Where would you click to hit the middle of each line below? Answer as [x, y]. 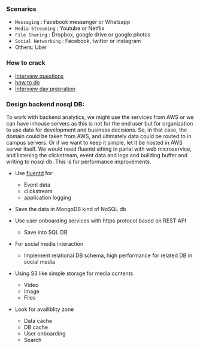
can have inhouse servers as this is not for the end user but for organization [100, 123]
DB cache [36, 327]
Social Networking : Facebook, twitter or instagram [78, 41]
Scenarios [22, 9]
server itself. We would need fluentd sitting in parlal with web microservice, [99, 149]
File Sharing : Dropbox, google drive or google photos [83, 35]
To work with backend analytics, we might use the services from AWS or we [100, 117]
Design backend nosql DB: [46, 104]
